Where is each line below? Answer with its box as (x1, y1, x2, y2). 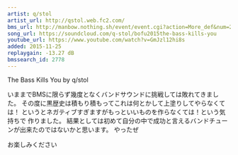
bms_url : (7, 23, 33, 30)
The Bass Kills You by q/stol (7, 75, 89, 84)
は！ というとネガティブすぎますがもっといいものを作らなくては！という (7, 107, 220, 116)
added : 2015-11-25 (7, 43, 62, 50)
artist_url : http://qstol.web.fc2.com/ (7, 17, 125, 24)
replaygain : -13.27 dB (7, 50, 74, 57)
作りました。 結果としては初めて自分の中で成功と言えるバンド (27, 116, 210, 125)
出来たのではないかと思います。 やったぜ (19, 125, 140, 134)
